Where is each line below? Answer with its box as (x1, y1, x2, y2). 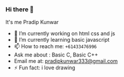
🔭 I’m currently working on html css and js (13, 30, 115, 37)
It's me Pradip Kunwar (5, 19, 59, 26)
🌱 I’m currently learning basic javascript (13, 36, 110, 43)
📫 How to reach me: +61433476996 (13, 43, 97, 50)
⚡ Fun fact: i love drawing (13, 64, 75, 71)
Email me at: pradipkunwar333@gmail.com (13, 58, 118, 65)
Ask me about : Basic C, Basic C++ (13, 51, 98, 58)
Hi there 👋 (5, 5, 35, 14)
